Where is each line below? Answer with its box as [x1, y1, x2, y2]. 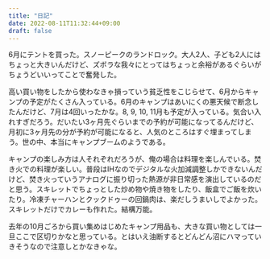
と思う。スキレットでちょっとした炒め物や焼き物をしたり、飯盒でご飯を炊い [8, 184, 262, 194]
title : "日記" [8, 11, 54, 20]
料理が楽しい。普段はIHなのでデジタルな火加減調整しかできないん [35, 164, 255, 174]
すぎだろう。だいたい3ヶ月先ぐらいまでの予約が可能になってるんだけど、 [15, 117, 259, 127]
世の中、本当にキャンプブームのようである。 [22, 138, 171, 147]
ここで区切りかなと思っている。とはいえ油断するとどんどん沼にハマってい [15, 232, 262, 241]
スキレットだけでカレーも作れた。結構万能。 [8, 204, 157, 214]
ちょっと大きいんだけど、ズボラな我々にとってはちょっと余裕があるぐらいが [8, 60, 262, 69]
